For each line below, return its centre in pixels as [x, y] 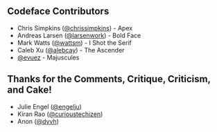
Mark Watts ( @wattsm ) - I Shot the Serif [74, 43]
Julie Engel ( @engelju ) [49, 106]
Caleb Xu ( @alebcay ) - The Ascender [71, 50]
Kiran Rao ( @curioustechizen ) [60, 114]
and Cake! [29, 90]
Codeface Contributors [58, 11]
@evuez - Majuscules [48, 57]
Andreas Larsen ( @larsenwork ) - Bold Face [79, 35]
